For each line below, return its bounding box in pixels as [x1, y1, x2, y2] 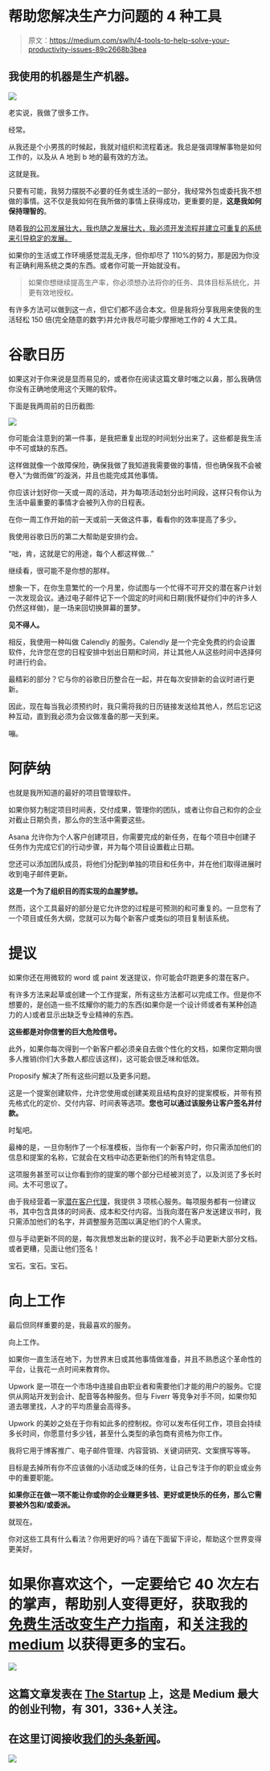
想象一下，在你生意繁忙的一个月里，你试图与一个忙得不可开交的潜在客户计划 [8, 583, 262, 592]
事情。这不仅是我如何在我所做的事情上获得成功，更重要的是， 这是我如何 [22, 196, 262, 206]
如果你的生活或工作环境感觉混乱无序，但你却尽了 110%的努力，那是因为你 [8, 250, 253, 260]
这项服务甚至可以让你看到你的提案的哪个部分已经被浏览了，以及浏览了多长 [8, 1169, 255, 1179]
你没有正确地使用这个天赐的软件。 [8, 383, 121, 394]
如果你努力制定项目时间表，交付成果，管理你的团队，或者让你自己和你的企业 [8, 804, 262, 814]
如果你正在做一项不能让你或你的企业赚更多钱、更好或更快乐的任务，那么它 [8, 1490, 255, 1499]
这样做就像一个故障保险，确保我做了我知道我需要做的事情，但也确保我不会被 [8, 460, 262, 470]
